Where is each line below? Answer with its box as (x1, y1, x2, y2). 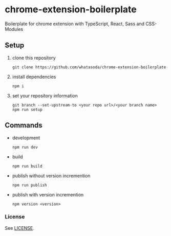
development (12, 135, 40, 141)
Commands (5, 121, 43, 130)
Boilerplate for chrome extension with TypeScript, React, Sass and (5, 21, 144, 27)
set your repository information (12, 93, 78, 99)
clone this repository (12, 55, 56, 61)
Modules (5, 26, 24, 32)
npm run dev (12, 144, 38, 150)
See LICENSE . (5, 225, 34, 231)
